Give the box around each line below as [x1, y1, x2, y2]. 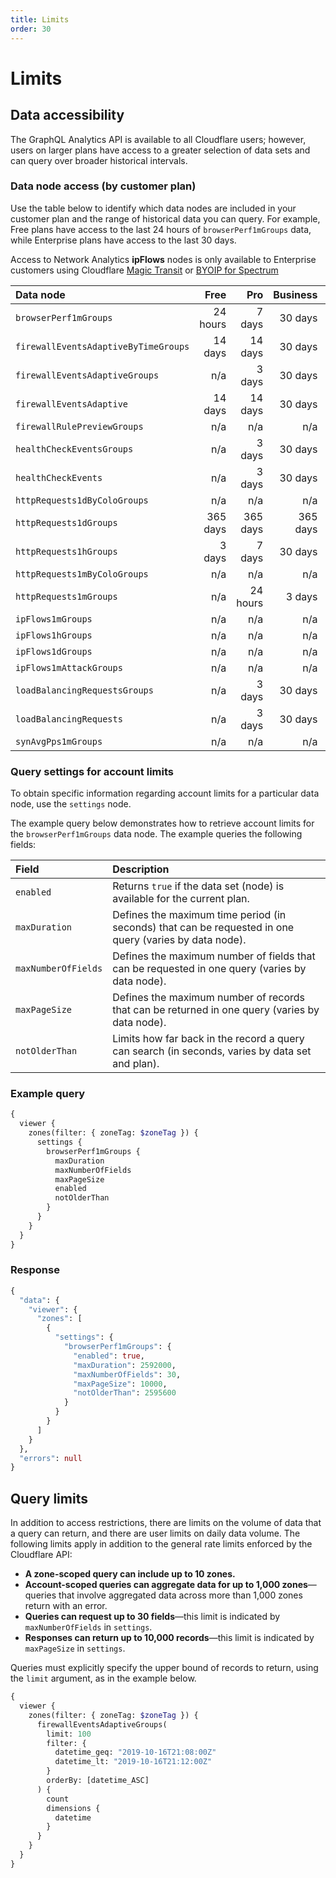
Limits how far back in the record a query [112, 1032, 305, 1046]
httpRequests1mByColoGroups [15, 568, 149, 580]
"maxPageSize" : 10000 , [73, 1379, 168, 1389]
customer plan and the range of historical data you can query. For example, [10, 212, 321, 225]
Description [112, 862, 170, 876]
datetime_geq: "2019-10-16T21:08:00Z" [54, 1747, 217, 1758]
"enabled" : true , [73, 1351, 145, 1361]
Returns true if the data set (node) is [112, 879, 285, 893]
